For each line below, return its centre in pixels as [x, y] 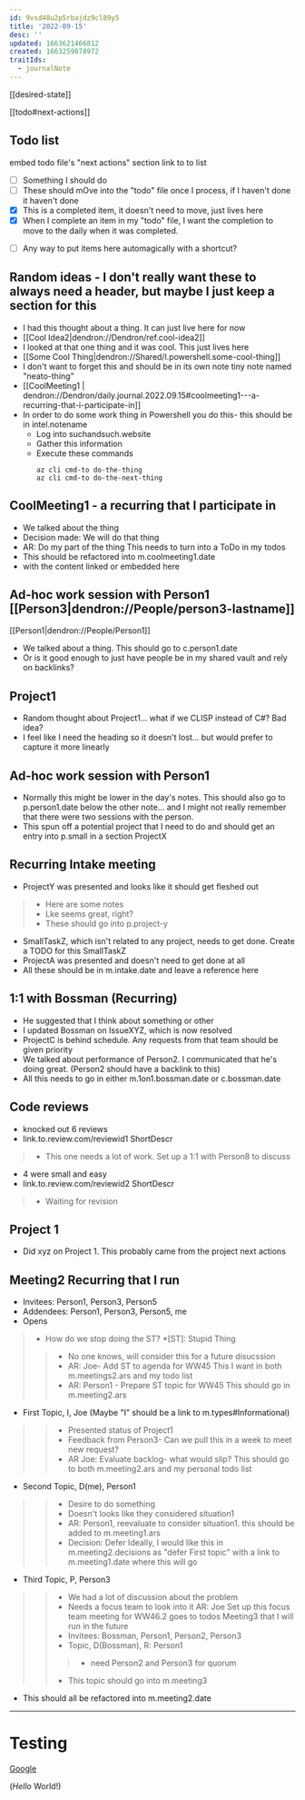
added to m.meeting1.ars [114, 1533]
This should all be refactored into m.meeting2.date [117, 1698]
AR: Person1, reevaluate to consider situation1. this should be [181, 1524]
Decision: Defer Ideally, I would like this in [146, 1543]
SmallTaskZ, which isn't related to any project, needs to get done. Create [158, 940]
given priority [48, 1049]
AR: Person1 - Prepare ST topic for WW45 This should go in [179, 1386]
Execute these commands [84, 453]
